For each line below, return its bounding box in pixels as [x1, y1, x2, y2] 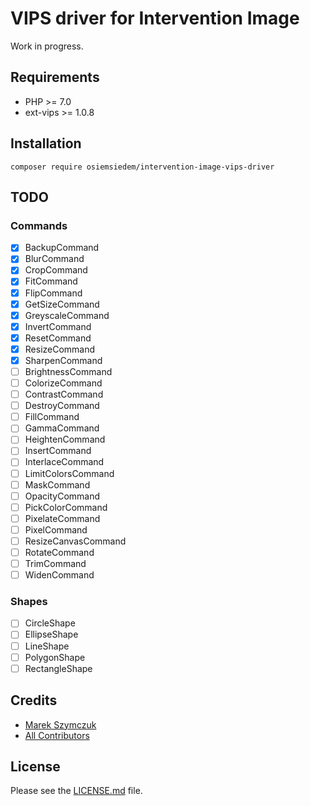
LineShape [24, 640, 70, 652]
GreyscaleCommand [24, 309, 110, 321]
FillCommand [24, 411, 80, 423]
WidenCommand [24, 569, 95, 581]
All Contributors [24, 729, 90, 741]
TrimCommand [24, 558, 87, 569]
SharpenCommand [24, 354, 103, 366]
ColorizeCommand [24, 377, 103, 389]
